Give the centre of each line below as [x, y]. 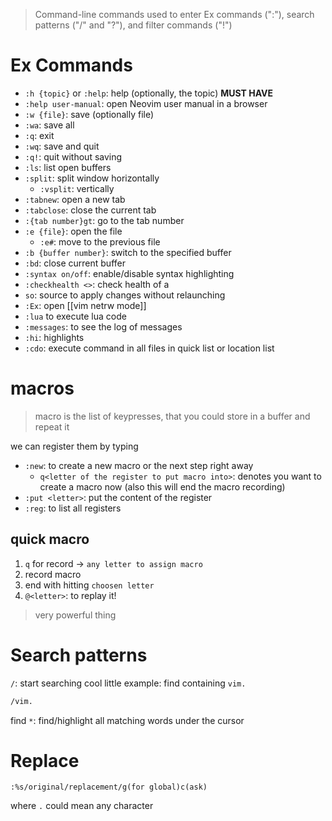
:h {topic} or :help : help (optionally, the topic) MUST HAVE [148, 93]
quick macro [50, 539]
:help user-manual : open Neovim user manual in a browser [146, 103]
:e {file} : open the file [73, 231]
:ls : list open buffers [68, 167]
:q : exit [39, 135]
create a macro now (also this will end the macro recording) [162, 486]
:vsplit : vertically [77, 188]
